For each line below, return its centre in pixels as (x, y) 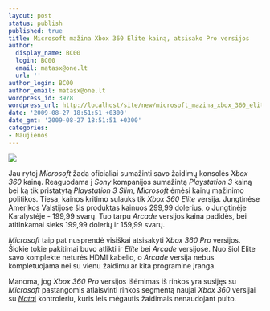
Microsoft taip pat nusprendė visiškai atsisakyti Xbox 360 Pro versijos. (125, 240)
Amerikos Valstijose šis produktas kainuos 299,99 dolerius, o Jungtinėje (127, 207)
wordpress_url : (34, 105)
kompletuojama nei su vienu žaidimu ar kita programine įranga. (112, 265)
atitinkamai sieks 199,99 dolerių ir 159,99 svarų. (87, 224)
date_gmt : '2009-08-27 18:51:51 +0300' (75, 121)
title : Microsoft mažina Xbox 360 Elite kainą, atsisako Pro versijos (129, 38)
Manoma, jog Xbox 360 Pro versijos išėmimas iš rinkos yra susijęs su (123, 281)
